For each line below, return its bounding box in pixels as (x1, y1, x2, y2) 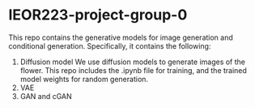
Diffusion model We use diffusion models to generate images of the (19, 57, 245, 67)
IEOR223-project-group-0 (8, 6, 188, 24)
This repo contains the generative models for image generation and (8, 32, 233, 42)
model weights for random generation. (19, 74, 148, 84)
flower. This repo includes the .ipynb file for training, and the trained (19, 65, 247, 75)
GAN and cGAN (19, 91, 73, 101)
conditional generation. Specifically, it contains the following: (8, 41, 211, 50)
